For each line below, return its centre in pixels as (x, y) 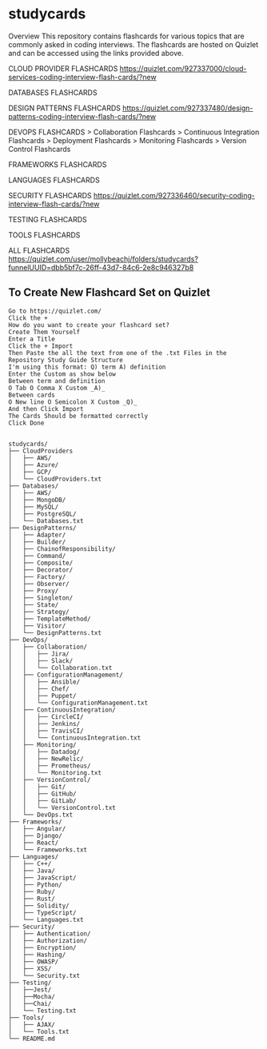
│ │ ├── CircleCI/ (46, 716)
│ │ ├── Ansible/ (44, 682)
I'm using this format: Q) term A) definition (87, 367)
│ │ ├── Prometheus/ (50, 766)
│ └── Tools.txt (39, 1031)
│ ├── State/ (34, 604)
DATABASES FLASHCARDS (53, 92)
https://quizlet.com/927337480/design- (188, 108)
